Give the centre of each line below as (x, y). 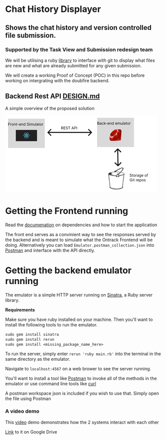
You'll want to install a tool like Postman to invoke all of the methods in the (81, 378)
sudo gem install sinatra (32, 334)
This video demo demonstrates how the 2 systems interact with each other (82, 422)
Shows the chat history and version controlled (79, 28)
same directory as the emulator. (38, 359)
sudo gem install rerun (30, 339)
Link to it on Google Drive (31, 432)
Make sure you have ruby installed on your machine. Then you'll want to (79, 319)
